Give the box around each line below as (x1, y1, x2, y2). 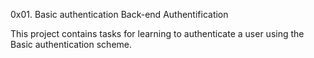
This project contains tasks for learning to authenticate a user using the (10, 28, 305, 39)
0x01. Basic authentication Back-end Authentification (10, 9, 229, 20)
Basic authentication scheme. (10, 39, 132, 50)
